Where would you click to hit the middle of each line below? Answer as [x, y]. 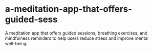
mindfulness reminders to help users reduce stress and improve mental [77, 38]
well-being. [16, 43]
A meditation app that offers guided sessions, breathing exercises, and [76, 33]
